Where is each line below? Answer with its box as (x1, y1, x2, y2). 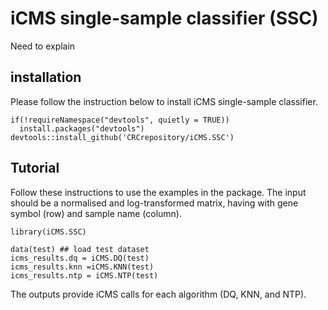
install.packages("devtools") (19, 123, 145, 134)
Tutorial (10, 160, 60, 177)
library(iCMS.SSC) (10, 227, 87, 237)
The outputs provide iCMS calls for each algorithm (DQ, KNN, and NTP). (10, 288, 307, 300)
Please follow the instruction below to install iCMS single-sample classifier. (10, 95, 318, 107)
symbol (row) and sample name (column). (10, 207, 183, 219)
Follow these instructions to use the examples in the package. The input (10, 186, 307, 198)
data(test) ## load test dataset (10, 244, 150, 254)
